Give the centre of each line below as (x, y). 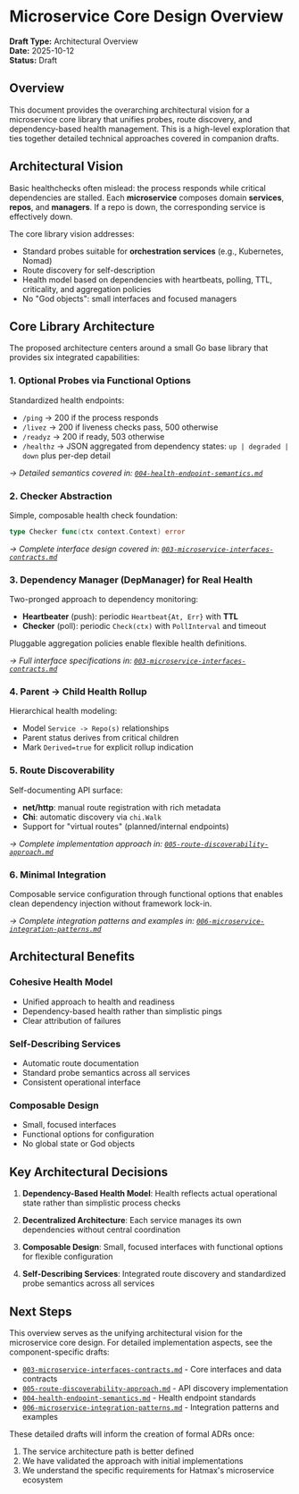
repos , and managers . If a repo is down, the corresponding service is (137, 206)
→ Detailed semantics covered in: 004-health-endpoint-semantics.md (136, 473)
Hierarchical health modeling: (63, 711)
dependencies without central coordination (101, 1230)
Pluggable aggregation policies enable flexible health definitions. (128, 643)
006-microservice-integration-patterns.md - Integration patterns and (150, 1407)
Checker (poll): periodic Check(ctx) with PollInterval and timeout (144, 626)
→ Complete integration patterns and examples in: (102, 921)
